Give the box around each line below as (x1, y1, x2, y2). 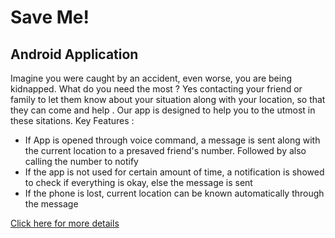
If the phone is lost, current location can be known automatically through (24, 187, 325, 199)
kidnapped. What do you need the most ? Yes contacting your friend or (10, 83, 303, 95)
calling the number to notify (24, 156, 139, 167)
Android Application (10, 46, 139, 63)
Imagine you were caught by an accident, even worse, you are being (10, 72, 293, 84)
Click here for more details (10, 217, 120, 229)
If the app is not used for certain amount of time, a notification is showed (24, 166, 325, 178)
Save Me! (10, 6, 90, 29)
